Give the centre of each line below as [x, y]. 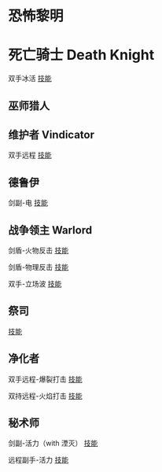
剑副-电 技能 [28, 203]
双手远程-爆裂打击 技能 [45, 379]
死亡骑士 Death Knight [81, 55]
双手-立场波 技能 [35, 283]
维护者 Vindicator [52, 135]
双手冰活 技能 [30, 79]
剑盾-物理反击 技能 [39, 267]
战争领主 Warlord [50, 230]
